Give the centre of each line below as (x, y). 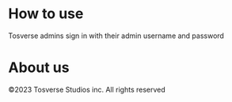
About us (39, 68)
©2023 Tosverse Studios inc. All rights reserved (87, 89)
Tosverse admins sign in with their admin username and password (116, 36)
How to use (46, 14)
